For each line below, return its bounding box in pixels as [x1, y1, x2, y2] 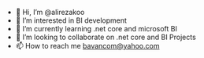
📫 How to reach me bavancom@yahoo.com [15, 42, 160, 50]
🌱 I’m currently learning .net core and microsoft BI [15, 24, 177, 33]
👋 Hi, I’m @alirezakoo [15, 8, 85, 16]
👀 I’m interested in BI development [15, 16, 128, 25]
